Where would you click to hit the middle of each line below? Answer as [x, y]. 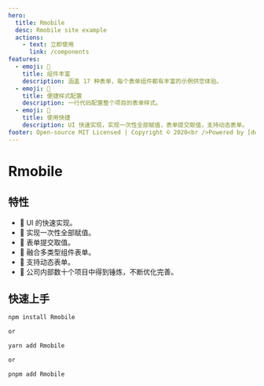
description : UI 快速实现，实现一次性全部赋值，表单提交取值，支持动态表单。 [136, 125]
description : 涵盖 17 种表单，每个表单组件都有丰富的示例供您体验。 [122, 81]
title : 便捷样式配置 [52, 96]
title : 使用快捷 [46, 118]
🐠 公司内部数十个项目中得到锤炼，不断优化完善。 [99, 271]
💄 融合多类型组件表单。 [57, 252]
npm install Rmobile [42, 318]
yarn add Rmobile [37, 346]
